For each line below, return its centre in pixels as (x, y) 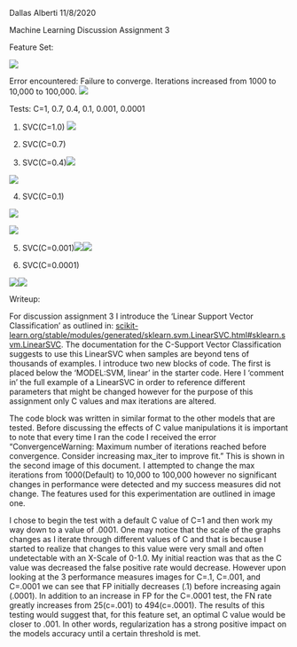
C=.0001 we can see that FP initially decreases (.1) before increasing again (145, 586)
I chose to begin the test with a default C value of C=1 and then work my (141, 520)
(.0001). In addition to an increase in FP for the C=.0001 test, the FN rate (141, 596)
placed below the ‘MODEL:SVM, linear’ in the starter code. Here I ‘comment (147, 373)
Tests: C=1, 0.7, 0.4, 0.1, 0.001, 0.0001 (77, 109)
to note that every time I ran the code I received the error (113, 437)
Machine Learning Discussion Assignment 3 (90, 30)
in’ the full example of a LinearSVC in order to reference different (127, 382)
